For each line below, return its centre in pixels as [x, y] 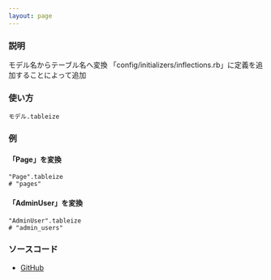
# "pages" [25, 184]
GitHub [32, 267]
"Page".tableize [36, 177]
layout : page [30, 16]
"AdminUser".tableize [45, 221]
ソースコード [33, 249]
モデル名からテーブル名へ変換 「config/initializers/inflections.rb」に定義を [132, 65]
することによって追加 [51, 74]
